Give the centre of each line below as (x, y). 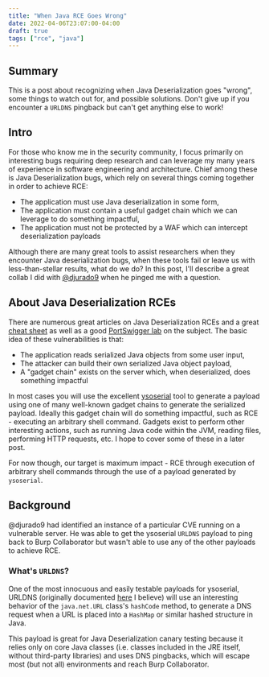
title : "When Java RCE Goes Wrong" (68, 16)
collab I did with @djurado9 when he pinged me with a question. (114, 277)
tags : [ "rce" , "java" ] (46, 38)
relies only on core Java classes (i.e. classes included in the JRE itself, (124, 647)
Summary (33, 70)
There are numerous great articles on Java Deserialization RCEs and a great (134, 322)
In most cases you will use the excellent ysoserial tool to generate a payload (134, 396)
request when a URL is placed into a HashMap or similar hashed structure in (130, 614)
